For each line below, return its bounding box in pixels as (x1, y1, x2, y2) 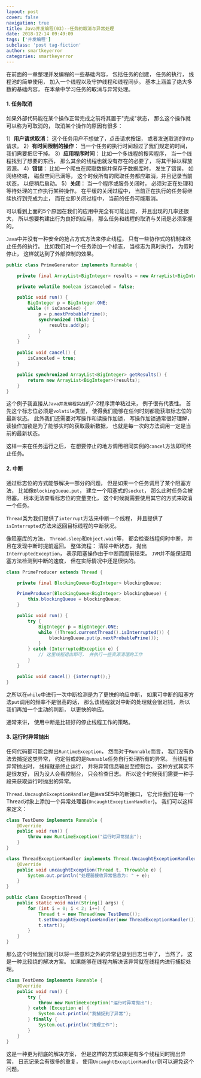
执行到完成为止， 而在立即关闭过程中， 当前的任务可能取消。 (11, 195, 162, 202)
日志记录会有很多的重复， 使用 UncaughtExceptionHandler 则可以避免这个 (17, 1058, 194, 1065)
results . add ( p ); (48, 322, 90, 328)
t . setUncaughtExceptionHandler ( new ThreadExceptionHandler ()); (38, 916, 199, 922)
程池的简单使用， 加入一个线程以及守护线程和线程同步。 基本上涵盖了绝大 (6, 78, 187, 85)
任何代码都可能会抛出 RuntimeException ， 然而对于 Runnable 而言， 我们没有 (6, 748, 189, 755)
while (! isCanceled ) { (28, 306, 87, 312)
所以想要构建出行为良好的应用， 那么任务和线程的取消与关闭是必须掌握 (17, 215, 193, 222)
